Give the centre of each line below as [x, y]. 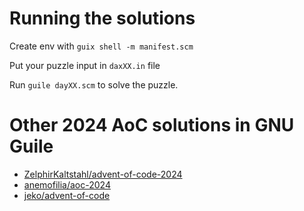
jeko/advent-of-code [67, 195]
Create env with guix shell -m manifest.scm [101, 46]
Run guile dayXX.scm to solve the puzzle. [94, 84]
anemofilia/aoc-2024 [67, 184]
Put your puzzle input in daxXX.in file [85, 65]
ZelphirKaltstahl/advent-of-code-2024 [103, 174]
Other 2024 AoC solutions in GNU [152, 125]
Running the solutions [102, 18]
